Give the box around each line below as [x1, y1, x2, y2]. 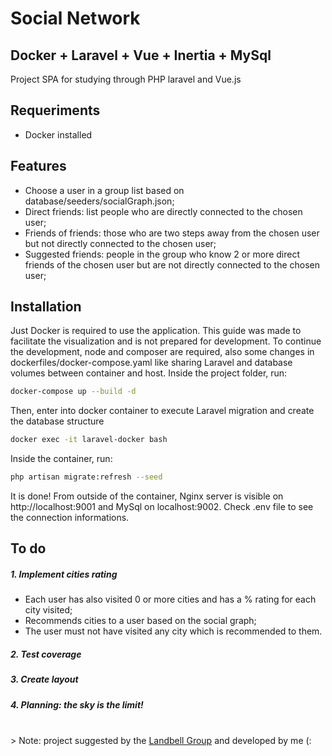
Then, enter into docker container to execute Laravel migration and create [10, 405, 315, 417]
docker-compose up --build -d [10, 387, 137, 397]
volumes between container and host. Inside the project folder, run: [10, 367, 288, 379]
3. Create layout [10, 673, 79, 686]
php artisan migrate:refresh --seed [10, 472, 163, 482]
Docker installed [24, 128, 93, 141]
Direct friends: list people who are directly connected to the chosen [24, 205, 303, 217]
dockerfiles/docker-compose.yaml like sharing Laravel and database [10, 357, 293, 369]
